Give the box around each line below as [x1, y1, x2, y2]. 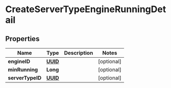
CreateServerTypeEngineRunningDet [5, 4, 166, 15]
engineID [8, 58, 31, 65]
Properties [5, 34, 40, 43]
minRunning [8, 66, 38, 73]
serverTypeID [8, 74, 42, 81]
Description [64, 50, 93, 56]
